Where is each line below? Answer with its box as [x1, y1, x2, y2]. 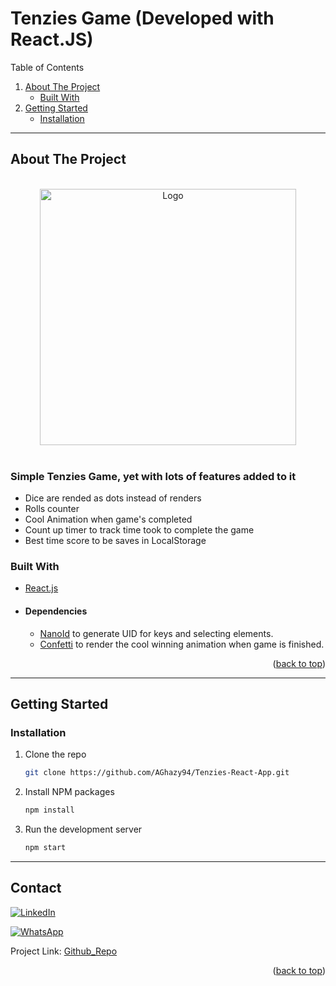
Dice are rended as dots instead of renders [24, 492, 202, 504]
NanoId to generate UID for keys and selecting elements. [39, 627, 274, 639]
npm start [24, 842, 67, 852]
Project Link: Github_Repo [10, 945, 118, 957]
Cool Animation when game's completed [24, 513, 193, 526]
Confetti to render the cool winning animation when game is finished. [39, 638, 325, 650]
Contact [10, 880, 62, 897]
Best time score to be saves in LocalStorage [24, 535, 207, 547]
